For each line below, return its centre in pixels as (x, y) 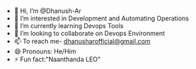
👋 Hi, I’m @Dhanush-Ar (47, 11)
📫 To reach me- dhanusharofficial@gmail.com (82, 41)
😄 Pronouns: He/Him (45, 51)
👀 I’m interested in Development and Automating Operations (102, 18)
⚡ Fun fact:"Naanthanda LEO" (57, 59)
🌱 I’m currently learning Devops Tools (69, 26)
